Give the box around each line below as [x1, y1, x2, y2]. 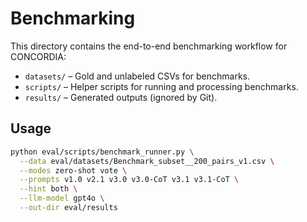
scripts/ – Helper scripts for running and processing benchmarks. [24, 80, 299, 92]
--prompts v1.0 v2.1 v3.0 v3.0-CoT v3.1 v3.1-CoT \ [19, 175, 240, 185]
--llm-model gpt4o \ [19, 193, 105, 204]
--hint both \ [19, 184, 78, 194]
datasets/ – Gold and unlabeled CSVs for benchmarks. [24, 70, 251, 82]
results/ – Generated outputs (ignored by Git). [24, 91, 218, 103]
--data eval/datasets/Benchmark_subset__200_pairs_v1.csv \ [19, 156, 275, 166]
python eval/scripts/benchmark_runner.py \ [10, 147, 195, 157]
